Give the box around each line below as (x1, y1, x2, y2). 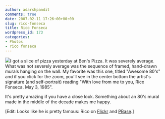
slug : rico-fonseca (5, 21, 46, 26)
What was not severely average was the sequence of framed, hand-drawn (5, 63, 157, 69)
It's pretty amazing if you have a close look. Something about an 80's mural (5, 93, 160, 99)
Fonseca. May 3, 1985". (5, 84, 53, 90)
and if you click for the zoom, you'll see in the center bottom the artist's (5, 73, 151, 79)
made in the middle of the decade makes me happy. (5, 99, 111, 105)
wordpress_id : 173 (5, 30, 43, 35)
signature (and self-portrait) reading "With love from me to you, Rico (5, 79, 145, 85)
